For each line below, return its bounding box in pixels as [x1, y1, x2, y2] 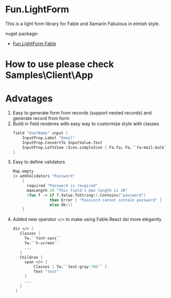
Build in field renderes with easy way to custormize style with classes [12, 121, 160, 127]
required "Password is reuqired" [26, 183, 98, 188]
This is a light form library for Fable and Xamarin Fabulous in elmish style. [5, 21, 160, 27]
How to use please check [5, 58, 114, 70]
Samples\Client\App [5, 69, 93, 81]
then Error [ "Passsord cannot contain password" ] [49, 197, 162, 203]
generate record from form [12, 115, 70, 122]
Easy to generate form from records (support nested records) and [12, 110, 152, 116]
